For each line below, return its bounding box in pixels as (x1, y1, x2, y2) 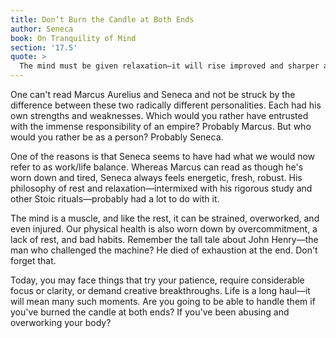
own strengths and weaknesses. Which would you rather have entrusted (10, 110, 309, 121)
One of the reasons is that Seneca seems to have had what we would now (10, 151, 316, 162)
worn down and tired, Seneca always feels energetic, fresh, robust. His (10, 172, 303, 183)
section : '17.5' (10, 42, 78, 53)
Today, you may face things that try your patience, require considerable (10, 274, 305, 286)
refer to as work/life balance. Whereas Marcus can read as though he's (10, 161, 304, 173)
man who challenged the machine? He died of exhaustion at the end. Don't (10, 244, 318, 256)
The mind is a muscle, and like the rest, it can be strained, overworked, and (10, 212, 320, 224)
